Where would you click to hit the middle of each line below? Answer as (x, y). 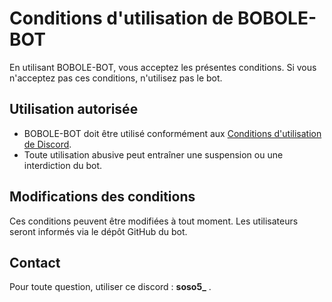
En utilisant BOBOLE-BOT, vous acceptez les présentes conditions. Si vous (163, 67)
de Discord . (47, 144)
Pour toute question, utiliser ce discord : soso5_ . (110, 287)
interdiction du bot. (63, 165)
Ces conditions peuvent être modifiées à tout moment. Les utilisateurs (154, 221)
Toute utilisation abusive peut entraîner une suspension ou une (153, 154)
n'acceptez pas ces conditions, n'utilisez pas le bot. (116, 78)
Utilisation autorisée (74, 109)
